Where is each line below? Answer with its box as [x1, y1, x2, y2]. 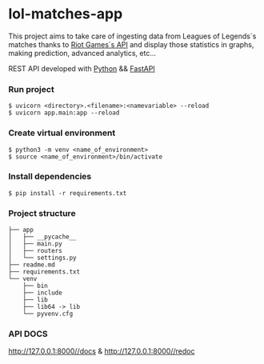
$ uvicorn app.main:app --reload [8, 109, 120, 117]
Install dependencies [8, 171, 92, 182]
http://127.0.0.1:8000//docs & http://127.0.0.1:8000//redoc [8, 346, 195, 356]
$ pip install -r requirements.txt [8, 189, 127, 197]
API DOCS [8, 329, 48, 340]
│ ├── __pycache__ [8, 233, 78, 241]
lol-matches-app [8, 5, 123, 23]
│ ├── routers [8, 247, 62, 255]
